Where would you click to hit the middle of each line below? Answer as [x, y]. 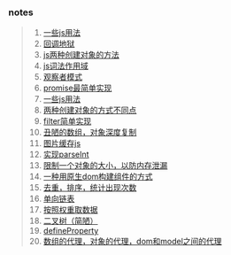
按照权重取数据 [70, 210]
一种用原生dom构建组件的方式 [98, 177]
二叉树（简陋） [70, 221]
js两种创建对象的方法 [81, 55]
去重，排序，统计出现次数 [90, 188]
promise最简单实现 [77, 88]
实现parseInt [66, 155]
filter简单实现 [67, 121]
